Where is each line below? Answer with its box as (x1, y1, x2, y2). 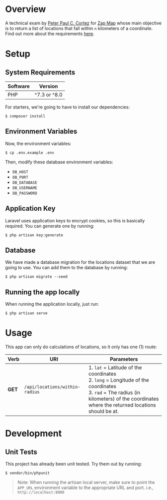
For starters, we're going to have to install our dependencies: (5, 104, 130, 110)
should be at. (88, 408, 119, 415)
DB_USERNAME (12, 185, 37, 190)
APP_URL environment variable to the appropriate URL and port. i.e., (17, 485, 154, 491)
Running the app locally (5, 288, 80, 296)
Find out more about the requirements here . (5, 30, 94, 36)
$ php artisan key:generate (5, 232, 64, 238)
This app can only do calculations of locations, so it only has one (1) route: (5, 344, 158, 350)
